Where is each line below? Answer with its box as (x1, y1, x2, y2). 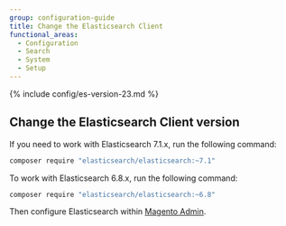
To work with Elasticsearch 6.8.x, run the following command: (9, 173, 238, 184)
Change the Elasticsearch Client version (9, 115, 241, 130)
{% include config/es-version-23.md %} (9, 88, 160, 99)
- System (17, 55, 51, 64)
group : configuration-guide (9, 13, 115, 23)
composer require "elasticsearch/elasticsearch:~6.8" (9, 190, 217, 199)
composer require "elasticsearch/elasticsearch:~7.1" (9, 155, 217, 165)
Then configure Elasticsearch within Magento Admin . (9, 206, 207, 217)
